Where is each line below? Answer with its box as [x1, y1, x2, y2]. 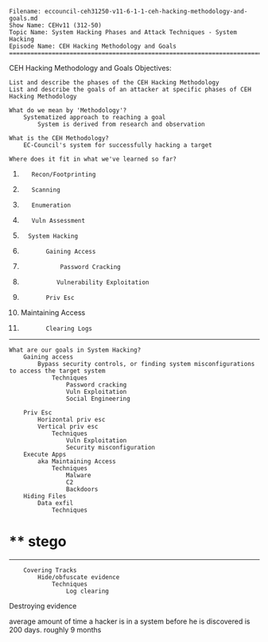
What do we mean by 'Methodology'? [9, 107, 127, 115]
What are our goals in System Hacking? [9, 346, 142, 354]
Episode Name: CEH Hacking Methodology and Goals [9, 42, 177, 50]
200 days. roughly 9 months [9, 624, 102, 634]
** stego [9, 533, 67, 551]
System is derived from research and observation [37, 120, 205, 128]
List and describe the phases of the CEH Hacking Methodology [9, 79, 219, 87]
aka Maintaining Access [37, 457, 116, 465]
